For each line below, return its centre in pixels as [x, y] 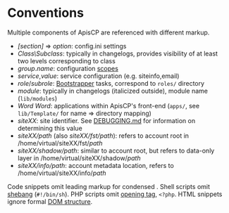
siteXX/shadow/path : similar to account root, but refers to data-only [116, 150]
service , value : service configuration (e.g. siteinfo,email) [98, 76]
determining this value [50, 128]
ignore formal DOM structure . [50, 201]
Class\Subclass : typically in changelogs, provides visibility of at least [118, 53]
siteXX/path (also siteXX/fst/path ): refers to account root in [103, 136]
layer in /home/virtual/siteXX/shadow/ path [79, 158]
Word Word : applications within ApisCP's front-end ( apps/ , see [108, 105]
